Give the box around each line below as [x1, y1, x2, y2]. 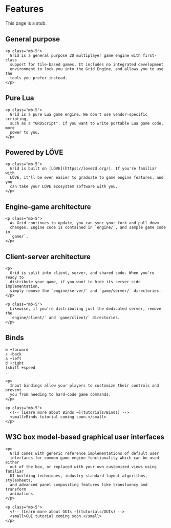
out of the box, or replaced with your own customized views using [10, 464, 157, 469]
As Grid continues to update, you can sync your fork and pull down [10, 221, 159, 226]
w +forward [5, 347, 29, 352]
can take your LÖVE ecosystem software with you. [10, 184, 118, 189]
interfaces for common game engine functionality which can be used [10, 455, 159, 460]
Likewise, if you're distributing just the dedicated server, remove [10, 306, 161, 311]
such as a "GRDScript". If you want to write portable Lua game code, [10, 121, 164, 126]
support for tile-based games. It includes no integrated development [10, 62, 164, 67]
